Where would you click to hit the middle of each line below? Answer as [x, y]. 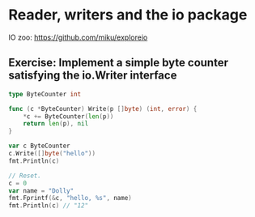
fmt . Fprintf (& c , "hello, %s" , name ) [70, 198]
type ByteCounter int [45, 94]
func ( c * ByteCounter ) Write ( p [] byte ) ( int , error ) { [103, 108]
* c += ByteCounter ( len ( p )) [68, 116]
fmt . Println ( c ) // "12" [49, 206]
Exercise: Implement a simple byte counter [119, 63]
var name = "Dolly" [41, 191]
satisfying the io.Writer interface [93, 76]
